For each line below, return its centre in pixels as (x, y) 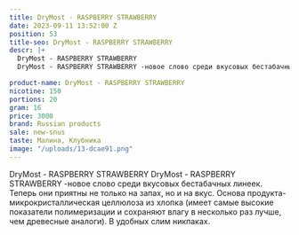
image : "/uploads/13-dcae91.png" (71, 149)
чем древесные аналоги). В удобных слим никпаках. (110, 221)
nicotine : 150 (36, 91)
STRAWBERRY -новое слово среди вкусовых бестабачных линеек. (136, 184)
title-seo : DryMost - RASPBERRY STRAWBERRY (91, 42)
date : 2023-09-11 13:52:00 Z (63, 26)
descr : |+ (28, 51)
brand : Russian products (55, 124)
